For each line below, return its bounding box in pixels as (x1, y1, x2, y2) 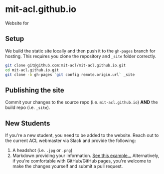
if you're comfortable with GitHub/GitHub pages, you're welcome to (12, 158, 152, 163)
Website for (5, 20, 29, 26)
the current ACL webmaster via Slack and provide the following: (5, 137, 136, 143)
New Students (5, 119, 50, 127)
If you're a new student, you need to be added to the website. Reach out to (5, 132, 159, 138)
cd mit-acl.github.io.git (5, 67, 59, 72)
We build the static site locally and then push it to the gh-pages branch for (5, 47, 156, 53)
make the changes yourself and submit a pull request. (12, 163, 123, 169)
